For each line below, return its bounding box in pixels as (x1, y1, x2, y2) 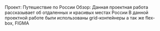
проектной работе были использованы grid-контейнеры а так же (5, 15, 144, 20)
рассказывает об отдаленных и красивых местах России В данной (5, 9, 148, 15)
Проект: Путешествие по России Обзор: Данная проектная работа (5, 4, 148, 10)
